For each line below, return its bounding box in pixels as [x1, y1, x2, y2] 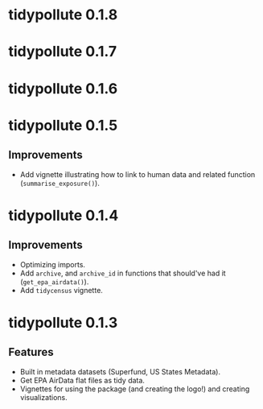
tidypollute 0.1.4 [8, 206, 119, 225]
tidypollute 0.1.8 [8, 6, 118, 24]
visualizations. [19, 392, 68, 402]
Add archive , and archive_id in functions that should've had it [19, 268, 227, 278]
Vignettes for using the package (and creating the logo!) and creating [19, 384, 250, 394]
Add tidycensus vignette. [19, 285, 103, 295]
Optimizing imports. [19, 259, 86, 269]
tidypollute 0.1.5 [8, 116, 118, 134]
